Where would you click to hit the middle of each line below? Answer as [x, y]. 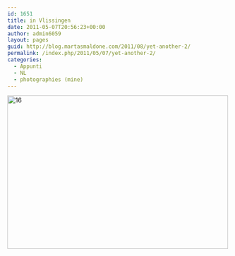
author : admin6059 [34, 33]
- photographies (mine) [48, 79]
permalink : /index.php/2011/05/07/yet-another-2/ [82, 54]
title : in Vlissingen [39, 20]
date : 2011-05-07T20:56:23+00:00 [56, 27]
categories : [25, 60]
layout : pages [28, 40]
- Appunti [28, 66]
